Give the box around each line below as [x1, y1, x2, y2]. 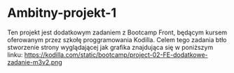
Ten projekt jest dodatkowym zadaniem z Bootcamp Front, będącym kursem [7, 28, 228, 36]
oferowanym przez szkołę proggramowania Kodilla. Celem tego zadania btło [7, 35, 227, 44]
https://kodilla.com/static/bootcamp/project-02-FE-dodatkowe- [24, 51, 208, 59]
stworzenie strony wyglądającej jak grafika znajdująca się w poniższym [7, 43, 214, 51]
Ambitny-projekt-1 [7, 5, 117, 21]
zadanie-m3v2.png [7, 58, 63, 66]
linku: [7, 51, 23, 59]
